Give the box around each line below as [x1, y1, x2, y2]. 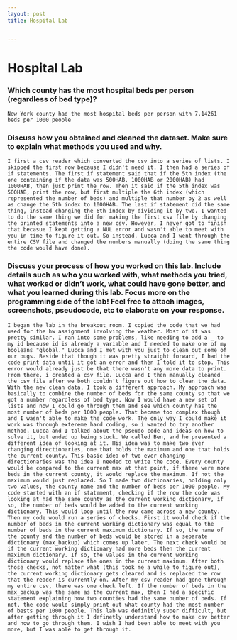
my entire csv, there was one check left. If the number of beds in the [7, 583, 227, 590]
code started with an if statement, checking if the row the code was [7, 489, 221, 497]
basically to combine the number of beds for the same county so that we [7, 390, 231, 397]
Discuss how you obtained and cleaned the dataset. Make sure [7, 133, 228, 143]
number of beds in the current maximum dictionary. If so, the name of [7, 526, 224, 534]
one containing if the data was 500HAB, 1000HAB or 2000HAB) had [7, 177, 204, 184]
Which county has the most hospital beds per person [7, 85, 194, 95]
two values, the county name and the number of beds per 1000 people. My [7, 483, 231, 490]
